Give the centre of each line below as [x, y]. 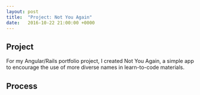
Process [22, 86]
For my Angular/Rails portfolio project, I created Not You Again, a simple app [100, 61]
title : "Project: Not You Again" [49, 17]
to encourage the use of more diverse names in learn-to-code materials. [95, 67]
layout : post [22, 12]
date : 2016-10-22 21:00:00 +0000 [51, 23]
